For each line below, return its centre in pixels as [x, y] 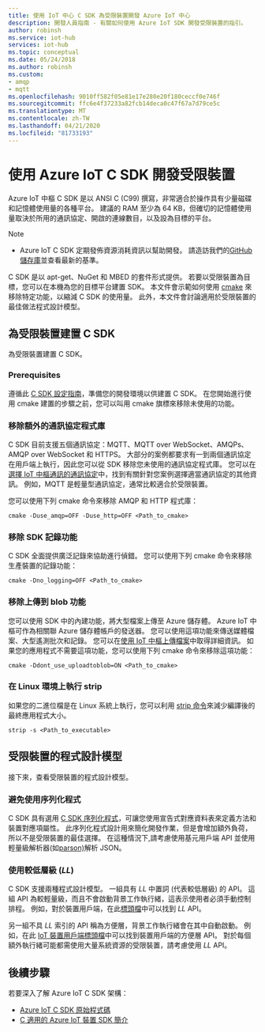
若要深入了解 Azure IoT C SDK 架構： [68, 993]
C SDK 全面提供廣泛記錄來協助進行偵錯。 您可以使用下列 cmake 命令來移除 [130, 556]
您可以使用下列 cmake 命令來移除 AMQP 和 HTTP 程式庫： [103, 501]
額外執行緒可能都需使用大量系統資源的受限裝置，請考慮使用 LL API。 [120, 945]
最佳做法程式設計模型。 [46, 306]
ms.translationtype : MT [47, 112]
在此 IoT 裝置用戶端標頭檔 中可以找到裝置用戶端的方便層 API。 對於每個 [136, 936]
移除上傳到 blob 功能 [47, 602]
